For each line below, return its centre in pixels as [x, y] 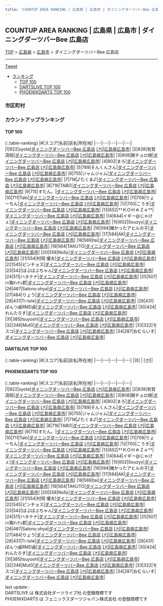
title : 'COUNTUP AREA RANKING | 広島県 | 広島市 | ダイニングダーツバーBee [77, 9]
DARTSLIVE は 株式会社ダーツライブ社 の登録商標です [59, 592]
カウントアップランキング [35, 120]
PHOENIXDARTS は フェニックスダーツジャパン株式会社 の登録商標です [76, 599]
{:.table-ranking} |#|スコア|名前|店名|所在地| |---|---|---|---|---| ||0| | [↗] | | [79, 360]
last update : [17, 587]
